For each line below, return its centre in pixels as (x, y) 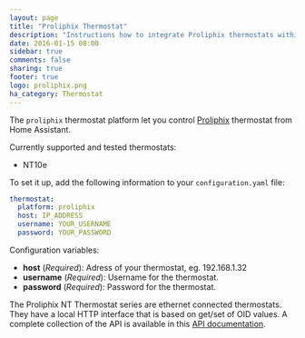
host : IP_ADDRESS (50, 216)
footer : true (34, 77)
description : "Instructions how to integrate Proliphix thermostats (142, 35)
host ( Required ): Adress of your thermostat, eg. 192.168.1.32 (135, 267)
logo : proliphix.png (49, 85)
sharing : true (36, 69)
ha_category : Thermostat (56, 94)
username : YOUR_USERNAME (64, 224)
